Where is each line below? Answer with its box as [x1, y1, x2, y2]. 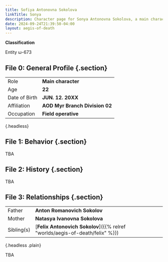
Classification [5, 39, 35, 45]
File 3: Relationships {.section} [5, 193, 103, 201]
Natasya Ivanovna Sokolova [34, 215, 103, 222]
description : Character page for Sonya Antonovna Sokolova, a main [5, 16, 149, 21]
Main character [42, 78, 79, 85]
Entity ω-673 [5, 49, 32, 55]
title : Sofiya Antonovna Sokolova [5, 7, 77, 12]
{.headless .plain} [5, 243, 41, 249]
